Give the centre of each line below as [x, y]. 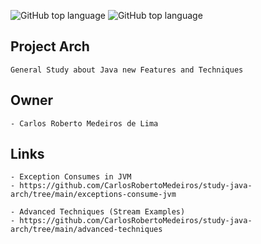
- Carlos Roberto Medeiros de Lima [84, 123]
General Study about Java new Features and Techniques [127, 70]
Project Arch [50, 46]
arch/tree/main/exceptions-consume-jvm [93, 195]
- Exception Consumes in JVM [71, 177]
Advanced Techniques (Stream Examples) [102, 212]
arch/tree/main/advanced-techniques [86, 230]
